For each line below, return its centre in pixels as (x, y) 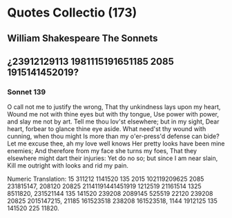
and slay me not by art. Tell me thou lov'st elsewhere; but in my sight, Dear (113, 121)
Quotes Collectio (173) (72, 13)
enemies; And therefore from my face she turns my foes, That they (102, 151)
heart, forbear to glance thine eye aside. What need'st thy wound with (107, 129)
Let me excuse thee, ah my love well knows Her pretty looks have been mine (116, 143)
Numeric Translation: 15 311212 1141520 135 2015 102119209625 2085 (106, 179)
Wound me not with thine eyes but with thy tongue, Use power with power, (113, 115)
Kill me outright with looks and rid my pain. (68, 166)
